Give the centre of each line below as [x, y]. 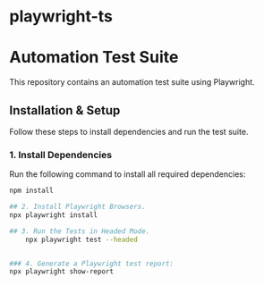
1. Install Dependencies [61, 155]
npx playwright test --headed [82, 239]
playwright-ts [61, 17]
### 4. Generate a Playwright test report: [92, 264]
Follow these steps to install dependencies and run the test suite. [129, 131]
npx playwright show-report [62, 272]
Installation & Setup [65, 110]
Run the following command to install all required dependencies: [128, 174]
